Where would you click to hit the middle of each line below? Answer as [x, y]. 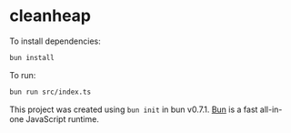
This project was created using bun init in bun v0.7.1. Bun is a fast [134, 109]
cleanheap [50, 16]
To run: [23, 75]
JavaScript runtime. [63, 118]
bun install [32, 57]
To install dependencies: [55, 41]
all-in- [271, 109]
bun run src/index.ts [50, 92]
